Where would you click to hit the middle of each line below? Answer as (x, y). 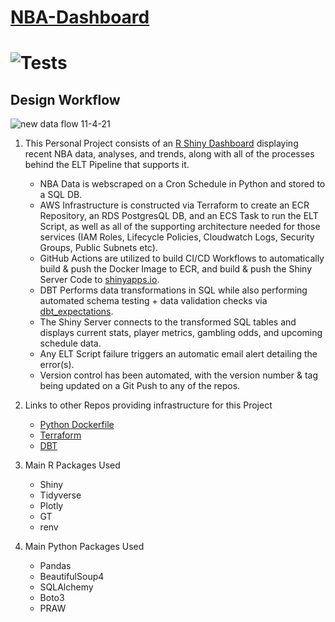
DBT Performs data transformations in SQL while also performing (173, 290)
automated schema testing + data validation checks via (153, 301)
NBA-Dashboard (80, 17)
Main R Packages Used (72, 465)
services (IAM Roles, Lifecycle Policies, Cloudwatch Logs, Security (177, 237)
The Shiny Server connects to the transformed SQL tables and (168, 322)
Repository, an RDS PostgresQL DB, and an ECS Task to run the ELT (179, 216)
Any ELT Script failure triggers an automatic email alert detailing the (178, 354)
